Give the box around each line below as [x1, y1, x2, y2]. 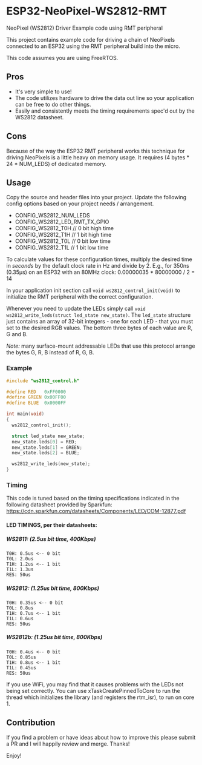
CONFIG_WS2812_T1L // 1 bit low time [15, 244, 109, 251]
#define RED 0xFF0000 [6, 389, 67, 395]
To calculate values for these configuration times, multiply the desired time [6, 256, 192, 263]
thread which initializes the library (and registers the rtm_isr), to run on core [6, 694, 195, 701]
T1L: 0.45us [6, 664, 36, 671]
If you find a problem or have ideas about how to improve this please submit [6, 734, 196, 741]
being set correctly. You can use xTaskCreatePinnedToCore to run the [6, 687, 180, 694]
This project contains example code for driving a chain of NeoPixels [6, 36, 175, 43]
